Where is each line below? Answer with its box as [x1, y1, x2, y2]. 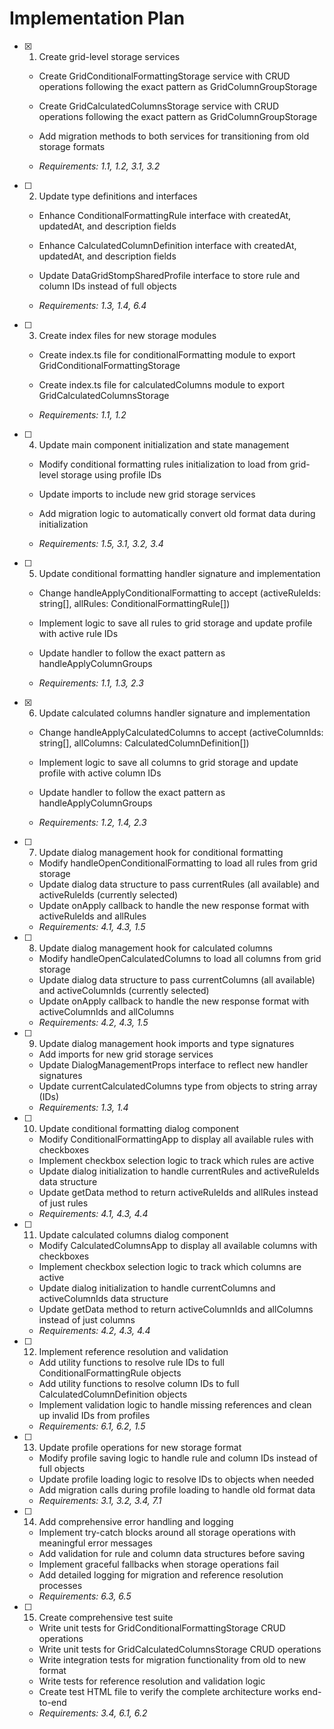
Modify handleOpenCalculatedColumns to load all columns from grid [38, 952, 322, 964]
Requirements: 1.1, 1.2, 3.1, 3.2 [38, 160, 161, 172]
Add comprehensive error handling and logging [38, 1515, 234, 1527]
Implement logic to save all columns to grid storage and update [38, 756, 299, 768]
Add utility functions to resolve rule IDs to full [38, 1356, 225, 1368]
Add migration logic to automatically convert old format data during [38, 507, 316, 519]
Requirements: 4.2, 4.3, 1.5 [38, 1016, 149, 1028]
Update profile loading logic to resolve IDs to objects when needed [38, 1473, 315, 1485]
